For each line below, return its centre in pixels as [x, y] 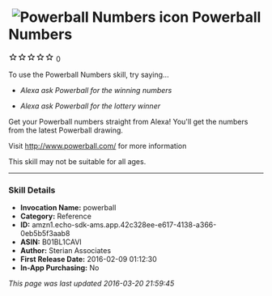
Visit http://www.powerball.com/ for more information [98, 146]
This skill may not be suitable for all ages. [77, 161]
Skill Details [32, 190]
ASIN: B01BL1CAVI [51, 242]
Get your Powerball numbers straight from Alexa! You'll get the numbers [128, 121]
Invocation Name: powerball [68, 208]
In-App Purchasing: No [59, 268]
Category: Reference [55, 216]
